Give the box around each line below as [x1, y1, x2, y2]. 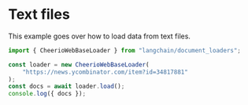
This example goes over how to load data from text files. [8, 31, 191, 41]
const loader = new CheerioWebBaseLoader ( [8, 60, 150, 68]
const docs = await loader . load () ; [8, 82, 125, 91]
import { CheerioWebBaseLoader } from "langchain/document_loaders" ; [8, 46, 242, 54]
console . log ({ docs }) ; [8, 90, 87, 98]
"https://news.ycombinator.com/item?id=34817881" [22, 68, 189, 76]
